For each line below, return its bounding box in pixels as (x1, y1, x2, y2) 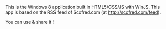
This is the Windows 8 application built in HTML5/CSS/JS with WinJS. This (5, 4, 160, 10)
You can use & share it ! (5, 19, 54, 25)
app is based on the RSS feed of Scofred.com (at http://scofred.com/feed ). (5, 9, 161, 15)
